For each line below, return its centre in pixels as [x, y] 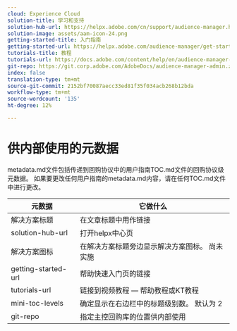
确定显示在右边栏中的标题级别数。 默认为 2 [151, 304]
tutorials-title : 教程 [39, 54]
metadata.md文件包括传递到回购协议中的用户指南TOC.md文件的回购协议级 [116, 169]
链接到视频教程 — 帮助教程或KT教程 [140, 290]
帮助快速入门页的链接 [115, 273]
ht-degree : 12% [30, 106]
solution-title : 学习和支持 [46, 20]
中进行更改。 [26, 187]
